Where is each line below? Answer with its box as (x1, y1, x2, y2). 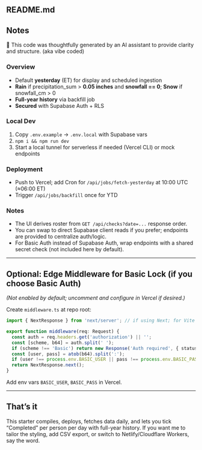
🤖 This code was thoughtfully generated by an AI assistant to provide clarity (6, 42, 194, 49)
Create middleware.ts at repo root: (6, 306, 91, 313)
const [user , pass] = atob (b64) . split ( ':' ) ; (11, 351, 125, 357)
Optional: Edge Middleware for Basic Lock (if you (6, 269, 193, 279)
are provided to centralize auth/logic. (14, 233, 107, 240)
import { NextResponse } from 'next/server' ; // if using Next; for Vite (6, 317, 195, 324)
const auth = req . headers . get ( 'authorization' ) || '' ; (11, 334, 152, 340)
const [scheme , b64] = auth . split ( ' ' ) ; (11, 340, 114, 346)
